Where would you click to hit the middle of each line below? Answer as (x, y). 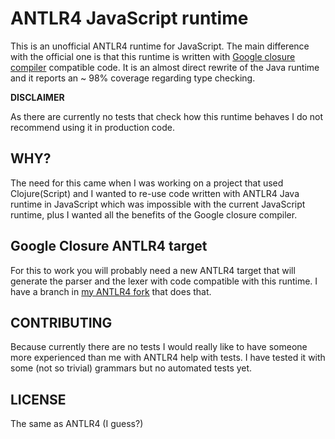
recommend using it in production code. (93, 127)
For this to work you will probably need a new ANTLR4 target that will (153, 270)
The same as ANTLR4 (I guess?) (77, 424)
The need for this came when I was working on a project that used (147, 183)
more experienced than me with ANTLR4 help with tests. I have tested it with (168, 358)
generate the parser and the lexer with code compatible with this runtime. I (164, 281)
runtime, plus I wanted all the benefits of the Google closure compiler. (154, 214)
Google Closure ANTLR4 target (109, 246)
